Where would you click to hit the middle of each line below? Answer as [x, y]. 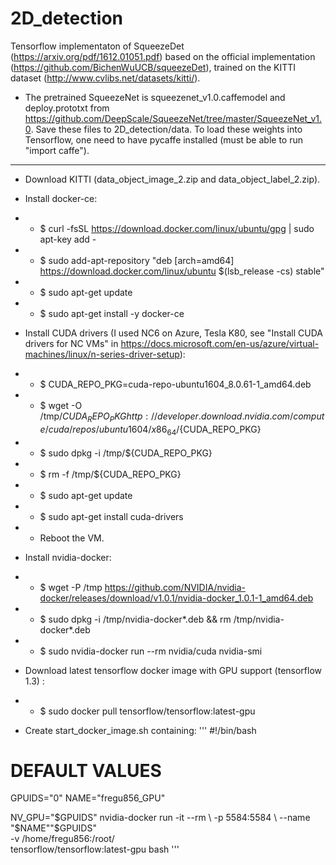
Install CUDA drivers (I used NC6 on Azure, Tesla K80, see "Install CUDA [173, 333]
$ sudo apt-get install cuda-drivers [111, 516]
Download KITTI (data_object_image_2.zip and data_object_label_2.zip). [172, 179]
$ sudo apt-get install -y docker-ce [112, 313]
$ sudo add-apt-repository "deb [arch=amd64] [137, 260]
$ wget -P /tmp [71, 587]
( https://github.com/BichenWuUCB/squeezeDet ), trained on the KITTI [153, 67]
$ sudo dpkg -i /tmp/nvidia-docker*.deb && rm [135, 619]
